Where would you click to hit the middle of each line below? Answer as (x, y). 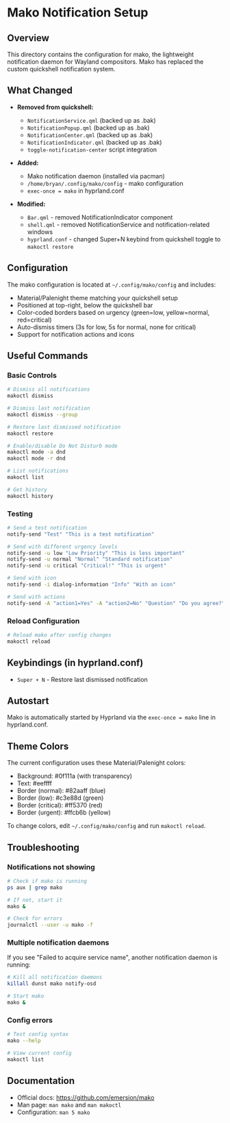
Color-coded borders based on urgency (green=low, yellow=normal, (113, 312)
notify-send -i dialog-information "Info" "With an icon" (91, 584)
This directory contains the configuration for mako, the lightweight (101, 54)
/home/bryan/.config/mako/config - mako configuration (105, 183)
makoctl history (30, 496)
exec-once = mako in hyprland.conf (76, 191)
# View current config (39, 1053)
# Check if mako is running (47, 881)
